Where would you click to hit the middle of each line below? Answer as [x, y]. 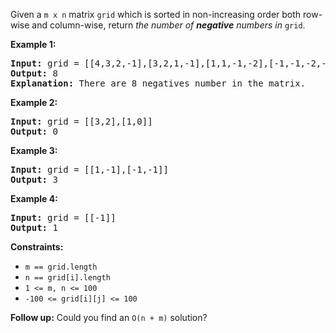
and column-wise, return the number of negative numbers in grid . [168, 25]
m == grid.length [61, 267]
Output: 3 [34, 179]
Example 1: [33, 44]
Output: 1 [34, 227]
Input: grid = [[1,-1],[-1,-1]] [89, 169]
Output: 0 [34, 131]
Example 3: [34, 150]
